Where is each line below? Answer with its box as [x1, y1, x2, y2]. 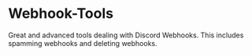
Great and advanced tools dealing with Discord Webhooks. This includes [8, 30, 244, 40]
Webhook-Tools [8, 5, 114, 23]
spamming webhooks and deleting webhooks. [8, 38, 157, 47]
